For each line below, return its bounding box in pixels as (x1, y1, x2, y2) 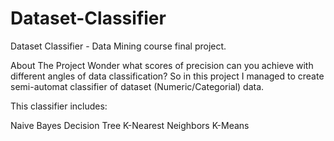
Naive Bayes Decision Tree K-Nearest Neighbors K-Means (10, 119, 250, 131)
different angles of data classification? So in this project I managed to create (10, 70, 325, 82)
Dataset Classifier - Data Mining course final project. (10, 40, 227, 52)
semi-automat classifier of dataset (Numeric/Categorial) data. (10, 80, 265, 92)
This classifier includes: (10, 100, 108, 112)
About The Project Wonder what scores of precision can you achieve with (10, 59, 314, 71)
